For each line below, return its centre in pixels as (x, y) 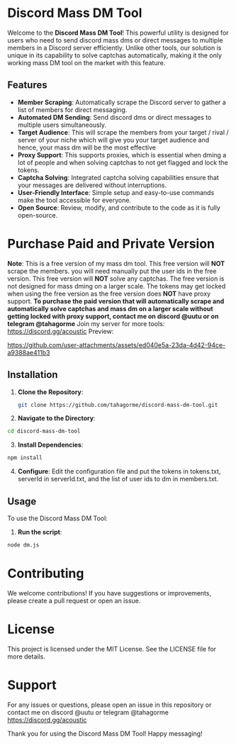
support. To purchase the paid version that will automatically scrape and (116, 301)
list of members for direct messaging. (72, 110)
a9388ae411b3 (29, 352)
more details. (27, 656)
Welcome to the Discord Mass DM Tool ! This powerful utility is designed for (118, 33)
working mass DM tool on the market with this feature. (86, 62)
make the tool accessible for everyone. (74, 200)
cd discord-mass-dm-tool (44, 431)
